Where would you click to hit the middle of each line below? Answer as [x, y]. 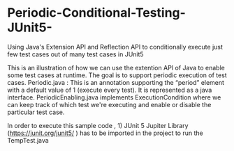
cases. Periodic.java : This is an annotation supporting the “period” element [116, 82]
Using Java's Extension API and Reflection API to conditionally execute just [115, 47]
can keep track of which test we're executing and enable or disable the [109, 104]
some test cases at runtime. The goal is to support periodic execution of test [117, 75]
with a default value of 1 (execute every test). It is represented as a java [110, 90]
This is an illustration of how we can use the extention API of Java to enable [116, 67]
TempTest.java [28, 140]
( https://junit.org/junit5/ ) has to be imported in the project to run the [105, 133]
